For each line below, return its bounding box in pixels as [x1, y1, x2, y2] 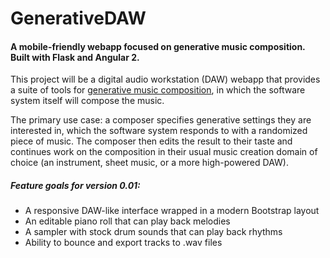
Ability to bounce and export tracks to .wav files [24, 237, 223, 249]
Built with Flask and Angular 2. [10, 51, 140, 63]
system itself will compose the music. [10, 95, 165, 107]
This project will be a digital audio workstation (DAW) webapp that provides [10, 73, 321, 86]
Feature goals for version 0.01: [10, 179, 141, 191]
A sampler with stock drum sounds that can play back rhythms [24, 226, 283, 238]
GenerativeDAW [10, 7, 147, 30]
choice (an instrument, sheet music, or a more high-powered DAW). [10, 157, 289, 169]
